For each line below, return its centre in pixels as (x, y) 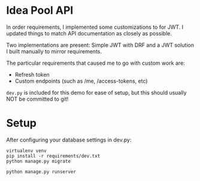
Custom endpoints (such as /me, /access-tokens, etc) (81, 81)
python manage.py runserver (41, 171)
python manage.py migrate (38, 161)
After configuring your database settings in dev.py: (69, 140)
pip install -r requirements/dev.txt (53, 156)
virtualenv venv (26, 150)
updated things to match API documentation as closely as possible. (89, 33)
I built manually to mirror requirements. (54, 51)
